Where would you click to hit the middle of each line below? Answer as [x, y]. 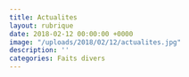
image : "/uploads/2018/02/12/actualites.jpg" [95, 42]
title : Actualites [43, 17]
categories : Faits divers [57, 58]
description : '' [39, 50]
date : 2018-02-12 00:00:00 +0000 [71, 34]
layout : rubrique [41, 26]
